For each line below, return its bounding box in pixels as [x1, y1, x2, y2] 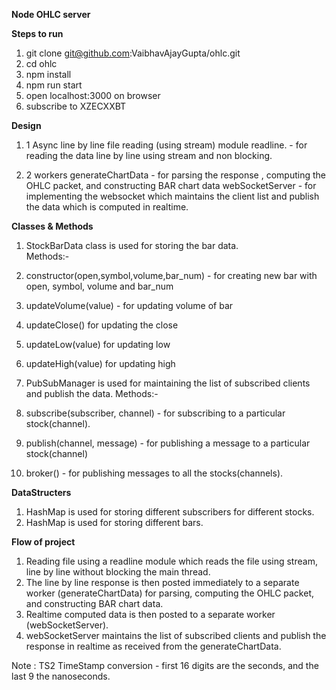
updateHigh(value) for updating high [25, 358, 176, 369]
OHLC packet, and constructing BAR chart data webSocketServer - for [25, 180, 317, 191]
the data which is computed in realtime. [25, 201, 189, 213]
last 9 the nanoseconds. [11, 670, 111, 682]
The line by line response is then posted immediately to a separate [25, 577, 300, 588]
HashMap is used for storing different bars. [25, 517, 204, 528]
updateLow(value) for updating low [25, 339, 171, 350]
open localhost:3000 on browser [25, 90, 161, 101]
